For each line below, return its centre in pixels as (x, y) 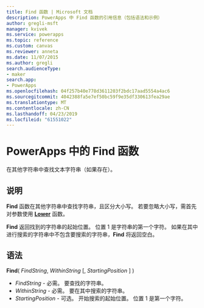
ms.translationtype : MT (37, 102)
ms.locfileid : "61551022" (39, 119)
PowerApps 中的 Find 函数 (72, 151)
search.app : (21, 80)
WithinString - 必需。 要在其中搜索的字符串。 (72, 290)
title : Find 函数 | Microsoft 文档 (50, 12)
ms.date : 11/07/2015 (33, 57)
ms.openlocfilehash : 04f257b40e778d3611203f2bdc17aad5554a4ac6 (88, 91)
